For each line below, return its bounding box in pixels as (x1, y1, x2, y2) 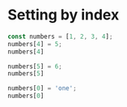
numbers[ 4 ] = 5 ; (7, 40, 62, 48)
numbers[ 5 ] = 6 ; (7, 62, 62, 71)
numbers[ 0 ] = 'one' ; (7, 84, 78, 92)
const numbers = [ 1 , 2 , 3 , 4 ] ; (7, 32, 113, 41)
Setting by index (7, 6, 120, 24)
